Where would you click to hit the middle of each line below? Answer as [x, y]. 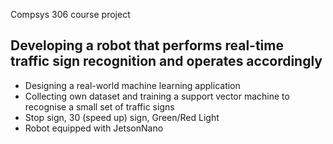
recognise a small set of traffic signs [99, 106]
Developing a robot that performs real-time [147, 45]
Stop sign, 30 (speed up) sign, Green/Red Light [122, 117]
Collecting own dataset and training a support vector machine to [157, 96]
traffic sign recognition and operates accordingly [166, 61]
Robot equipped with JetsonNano [94, 128]
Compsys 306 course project [70, 14]
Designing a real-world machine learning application [132, 85]
